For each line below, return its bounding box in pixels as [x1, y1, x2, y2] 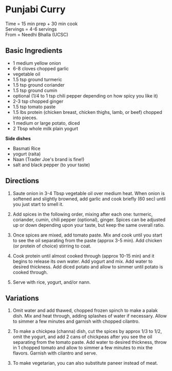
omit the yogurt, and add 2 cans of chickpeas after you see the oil [12, 334, 152, 340]
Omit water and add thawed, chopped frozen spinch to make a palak [12, 307, 158, 314]
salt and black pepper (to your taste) [12, 162, 90, 168]
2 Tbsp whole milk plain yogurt [12, 125, 79, 131]
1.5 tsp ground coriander [12, 82, 65, 88]
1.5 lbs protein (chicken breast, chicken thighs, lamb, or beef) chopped [12, 109, 163, 115]
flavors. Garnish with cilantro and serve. [12, 350, 98, 356]
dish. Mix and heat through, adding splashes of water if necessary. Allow [12, 313, 167, 319]
